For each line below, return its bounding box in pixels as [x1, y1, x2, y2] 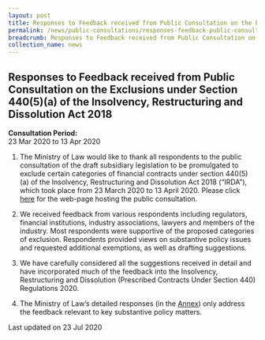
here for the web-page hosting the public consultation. [19, 194, 198, 203]
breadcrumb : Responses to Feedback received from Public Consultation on [8, 33, 256, 42]
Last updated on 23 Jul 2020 [8, 322, 103, 332]
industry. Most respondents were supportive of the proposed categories [19, 226, 255, 236]
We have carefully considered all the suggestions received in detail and [19, 258, 252, 267]
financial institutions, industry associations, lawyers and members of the [19, 217, 255, 227]
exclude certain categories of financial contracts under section [19, 168, 224, 178]
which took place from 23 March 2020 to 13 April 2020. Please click [19, 185, 241, 195]
